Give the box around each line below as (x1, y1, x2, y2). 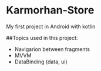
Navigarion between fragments (14, 45, 90, 53)
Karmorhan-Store (6, 4, 95, 17)
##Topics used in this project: (6, 34, 78, 41)
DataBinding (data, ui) (14, 58, 68, 65)
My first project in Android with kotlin (6, 23, 96, 30)
